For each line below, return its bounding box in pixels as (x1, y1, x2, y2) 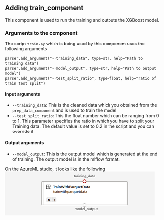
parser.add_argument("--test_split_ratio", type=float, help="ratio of (5, 76, 156, 81)
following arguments (5, 46, 47, 52)
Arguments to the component (5, 29, 78, 36)
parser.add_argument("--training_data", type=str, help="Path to (5, 56, 143, 61)
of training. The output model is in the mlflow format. (12, 156, 120, 162)
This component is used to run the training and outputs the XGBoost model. (5, 17, 160, 23)
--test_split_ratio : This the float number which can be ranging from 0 (12, 113, 159, 119)
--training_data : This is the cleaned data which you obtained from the (12, 102, 157, 108)
